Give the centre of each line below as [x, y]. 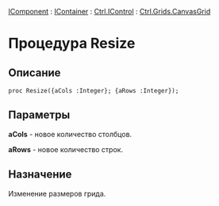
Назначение [40, 175]
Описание [35, 72]
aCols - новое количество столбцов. [70, 134]
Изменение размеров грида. [57, 193]
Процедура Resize [72, 44]
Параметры [39, 115]
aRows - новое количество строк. [66, 149]
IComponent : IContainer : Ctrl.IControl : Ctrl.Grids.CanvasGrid [109, 11]
